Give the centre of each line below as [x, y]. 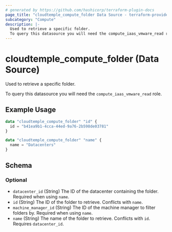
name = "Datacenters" [33, 145]
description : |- [23, 24]
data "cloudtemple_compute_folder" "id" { [51, 121]
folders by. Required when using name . [53, 213]
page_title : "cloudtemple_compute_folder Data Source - [66, 15]
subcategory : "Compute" [31, 19]
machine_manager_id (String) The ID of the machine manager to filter [84, 208]
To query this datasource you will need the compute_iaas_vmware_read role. [84, 94]
